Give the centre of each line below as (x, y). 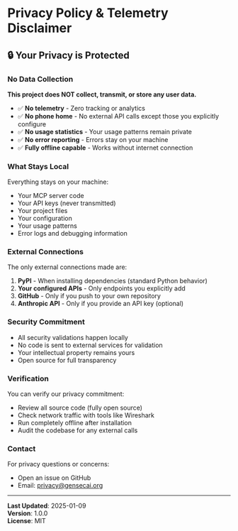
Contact (22, 449)
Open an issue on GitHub (54, 478)
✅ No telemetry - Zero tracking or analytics (81, 108)
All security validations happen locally (73, 337)
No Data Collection (40, 79)
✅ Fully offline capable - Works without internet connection (105, 148)
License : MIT (27, 521)
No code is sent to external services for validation (90, 345)
